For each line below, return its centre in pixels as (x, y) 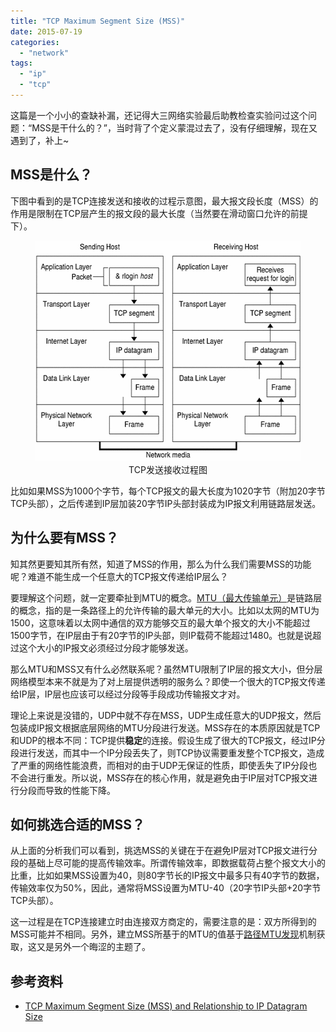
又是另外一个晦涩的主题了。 (93, 947)
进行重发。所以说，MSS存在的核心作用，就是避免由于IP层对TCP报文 (168, 777)
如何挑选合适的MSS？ (78, 824)
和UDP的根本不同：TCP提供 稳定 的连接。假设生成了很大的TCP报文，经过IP (163, 740)
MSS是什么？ (51, 175)
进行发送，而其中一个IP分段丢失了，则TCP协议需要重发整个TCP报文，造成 (171, 752)
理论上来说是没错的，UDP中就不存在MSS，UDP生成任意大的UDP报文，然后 (166, 715)
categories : (35, 42)
